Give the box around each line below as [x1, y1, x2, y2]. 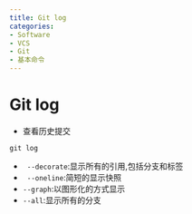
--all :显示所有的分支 [22, 194, 101, 205]
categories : [9, 22, 54, 31]
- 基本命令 [9, 55, 45, 64]
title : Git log [9, 13, 67, 23]
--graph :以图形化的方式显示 [22, 183, 125, 194]
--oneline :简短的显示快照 [26, 171, 122, 182]
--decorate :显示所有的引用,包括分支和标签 [26, 160, 184, 171]
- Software [9, 30, 51, 39]
